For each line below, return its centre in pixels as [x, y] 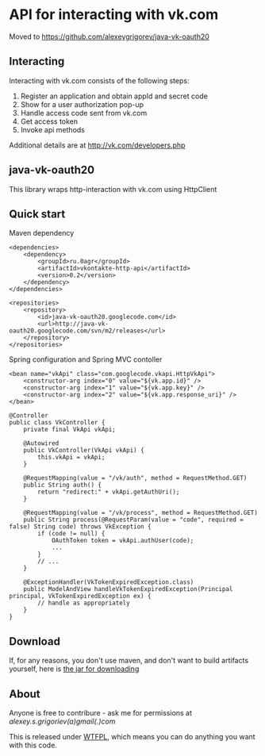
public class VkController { [57, 423]
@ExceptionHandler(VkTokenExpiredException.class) [109, 582]
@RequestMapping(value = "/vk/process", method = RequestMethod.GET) [141, 513]
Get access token [49, 121]
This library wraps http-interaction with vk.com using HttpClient [113, 189]
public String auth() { [63, 485]
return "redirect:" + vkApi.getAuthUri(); [109, 492]
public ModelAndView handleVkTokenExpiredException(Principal [128, 589]
